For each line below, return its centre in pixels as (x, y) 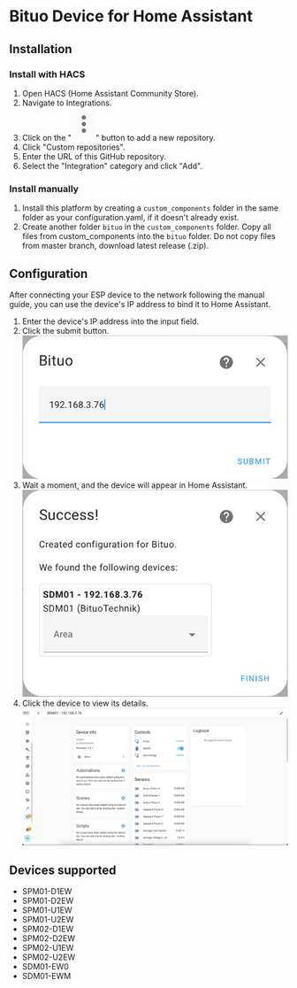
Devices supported (63, 870)
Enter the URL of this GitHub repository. (94, 156)
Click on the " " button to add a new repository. (119, 137)
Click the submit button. (65, 330)
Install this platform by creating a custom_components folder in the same (150, 208)
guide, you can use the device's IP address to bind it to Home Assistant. (140, 304)
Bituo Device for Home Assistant (131, 16)
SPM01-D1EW (47, 892)
